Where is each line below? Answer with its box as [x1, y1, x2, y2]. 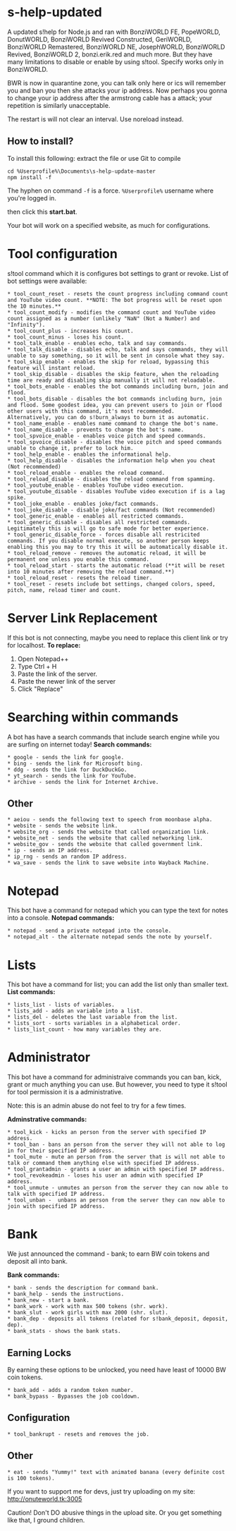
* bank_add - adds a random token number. [7, 1386, 134, 1393]
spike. [7, 494, 27, 501]
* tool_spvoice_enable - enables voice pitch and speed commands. [7, 432, 206, 440]
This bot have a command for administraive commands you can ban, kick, [7, 1073, 222, 1082]
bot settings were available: [7, 277, 87, 285]
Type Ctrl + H [17, 662, 57, 670]
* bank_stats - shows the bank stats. [7, 1328, 121, 1335]
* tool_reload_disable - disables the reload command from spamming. [7, 476, 216, 483]
